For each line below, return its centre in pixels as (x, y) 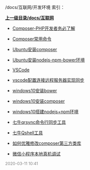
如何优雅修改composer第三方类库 (47, 143)
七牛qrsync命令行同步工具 (39, 122)
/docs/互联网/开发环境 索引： (35, 7)
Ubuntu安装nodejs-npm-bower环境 (48, 60)
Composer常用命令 (32, 39)
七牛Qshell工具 (28, 133)
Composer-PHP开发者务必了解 (44, 28)
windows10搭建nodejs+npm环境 (45, 112)
